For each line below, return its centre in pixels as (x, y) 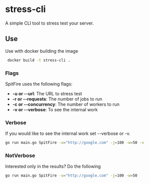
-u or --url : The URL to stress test (47, 93)
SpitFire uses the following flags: (39, 84)
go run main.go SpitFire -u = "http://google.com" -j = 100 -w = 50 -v (74, 143)
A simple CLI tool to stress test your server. (49, 23)
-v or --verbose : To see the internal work (55, 109)
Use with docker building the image (42, 51)
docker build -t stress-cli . (39, 60)
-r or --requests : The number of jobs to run (57, 99)
